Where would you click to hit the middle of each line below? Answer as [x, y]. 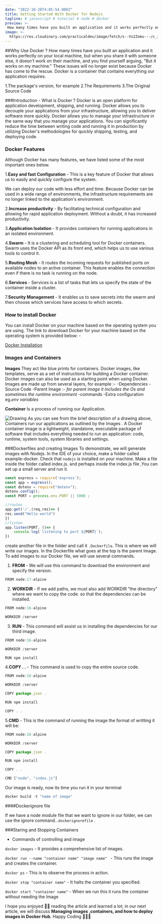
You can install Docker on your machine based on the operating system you [81, 325]
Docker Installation [24, 345]
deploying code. [21, 136]
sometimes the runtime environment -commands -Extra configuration [74, 394]
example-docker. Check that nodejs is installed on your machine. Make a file [81, 459]
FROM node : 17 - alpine [26, 580]
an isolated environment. [30, 233]
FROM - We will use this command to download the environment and [81, 566]
